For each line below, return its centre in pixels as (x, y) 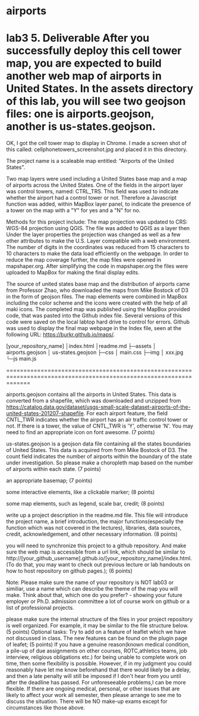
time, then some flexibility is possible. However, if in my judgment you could (99, 664)
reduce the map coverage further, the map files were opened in (84, 260)
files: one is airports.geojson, (80, 114)
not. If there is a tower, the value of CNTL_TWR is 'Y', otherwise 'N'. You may (100, 426)
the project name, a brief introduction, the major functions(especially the (95, 522)
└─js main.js (21, 359)
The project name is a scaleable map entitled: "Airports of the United (90, 161)
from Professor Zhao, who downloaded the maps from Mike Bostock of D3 (97, 290)
